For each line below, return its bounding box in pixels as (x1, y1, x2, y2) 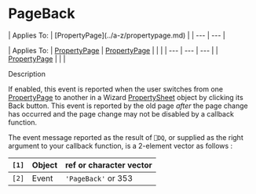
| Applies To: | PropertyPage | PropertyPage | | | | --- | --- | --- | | (8, 45, 218, 55)
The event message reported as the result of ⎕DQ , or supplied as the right (8, 132, 243, 142)
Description (8, 69, 46, 78)
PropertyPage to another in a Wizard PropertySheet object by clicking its (8, 92, 243, 102)
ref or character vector (65, 160, 153, 171)
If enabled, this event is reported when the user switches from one (8, 84, 224, 94)
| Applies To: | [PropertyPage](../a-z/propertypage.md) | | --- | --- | (8, 31, 225, 40)
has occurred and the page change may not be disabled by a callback (8, 109, 234, 118)
